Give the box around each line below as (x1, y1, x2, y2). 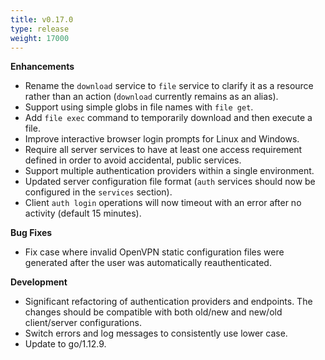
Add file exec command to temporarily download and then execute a (24, 112, 313, 124)
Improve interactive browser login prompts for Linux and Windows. (24, 133, 300, 145)
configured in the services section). (24, 186, 173, 198)
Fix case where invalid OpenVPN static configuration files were (24, 246, 285, 258)
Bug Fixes (10, 227, 53, 239)
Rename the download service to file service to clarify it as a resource (24, 80, 314, 92)
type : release (10, 24, 70, 34)
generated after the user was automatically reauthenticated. (24, 257, 272, 269)
